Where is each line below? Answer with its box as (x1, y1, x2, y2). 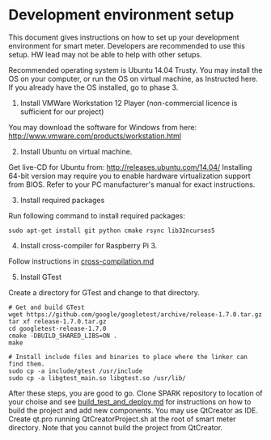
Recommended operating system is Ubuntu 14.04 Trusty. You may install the (8, 65, 263, 74)
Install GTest (19, 272, 62, 281)
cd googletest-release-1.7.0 (8, 324, 107, 332)
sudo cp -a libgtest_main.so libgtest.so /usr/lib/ (8, 374, 186, 382)
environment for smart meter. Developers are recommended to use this (8, 40, 245, 50)
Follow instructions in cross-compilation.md (8, 256, 155, 266)
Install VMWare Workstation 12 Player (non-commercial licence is (19, 98, 238, 108)
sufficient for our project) (19, 107, 104, 116)
